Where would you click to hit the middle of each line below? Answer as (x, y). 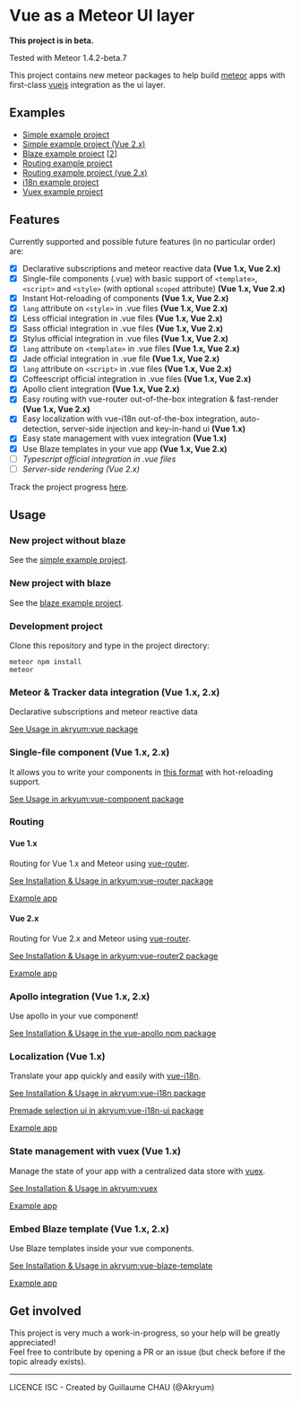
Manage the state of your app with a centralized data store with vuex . (138, 1171)
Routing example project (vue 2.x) (85, 172)
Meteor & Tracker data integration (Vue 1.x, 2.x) (115, 692)
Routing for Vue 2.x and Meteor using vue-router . (100, 938)
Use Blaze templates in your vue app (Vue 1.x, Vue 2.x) (125, 448)
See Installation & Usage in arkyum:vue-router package (111, 880)
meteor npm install (46, 662)
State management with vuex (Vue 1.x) (95, 1151)
